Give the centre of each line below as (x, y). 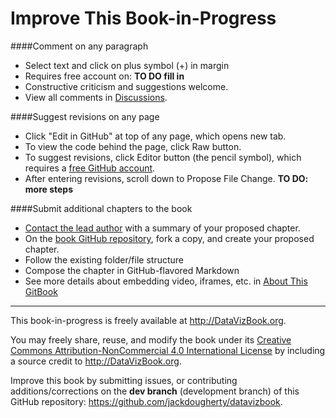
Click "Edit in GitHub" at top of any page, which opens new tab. (155, 136)
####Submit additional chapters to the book (101, 208)
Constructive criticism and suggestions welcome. (126, 86)
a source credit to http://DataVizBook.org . (96, 361)
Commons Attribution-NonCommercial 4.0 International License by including (168, 350)
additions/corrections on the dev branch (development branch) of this (155, 391)
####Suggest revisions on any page (85, 116)
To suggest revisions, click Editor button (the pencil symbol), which (163, 157)
